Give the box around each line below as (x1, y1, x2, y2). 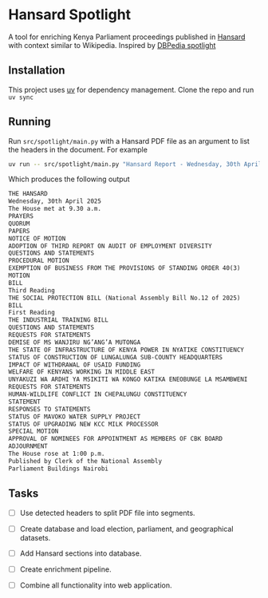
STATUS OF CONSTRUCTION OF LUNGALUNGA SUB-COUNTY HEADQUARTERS (8, 353, 223, 361)
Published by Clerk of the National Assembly (8, 457, 162, 465)
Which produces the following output (8, 174, 130, 184)
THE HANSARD (8, 190, 48, 198)
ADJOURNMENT (8, 442, 48, 450)
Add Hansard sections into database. (19, 548, 142, 558)
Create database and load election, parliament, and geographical (19, 524, 234, 533)
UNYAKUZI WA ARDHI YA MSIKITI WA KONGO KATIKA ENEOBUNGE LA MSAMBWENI (8, 375, 248, 384)
